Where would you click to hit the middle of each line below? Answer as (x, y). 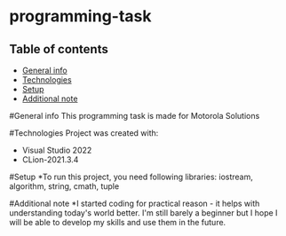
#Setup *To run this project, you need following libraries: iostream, (131, 177)
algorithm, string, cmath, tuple (64, 186)
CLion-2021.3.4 (50, 160)
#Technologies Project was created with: (84, 133)
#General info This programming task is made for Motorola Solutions (135, 116)
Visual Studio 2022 (57, 150)
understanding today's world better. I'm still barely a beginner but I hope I (143, 213)
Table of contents (59, 49)
